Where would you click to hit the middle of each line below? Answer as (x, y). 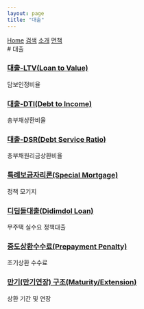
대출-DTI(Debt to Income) (50, 103)
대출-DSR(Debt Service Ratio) (57, 140)
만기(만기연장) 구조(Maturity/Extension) (72, 282)
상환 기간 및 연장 (29, 298)
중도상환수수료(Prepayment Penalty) (67, 246)
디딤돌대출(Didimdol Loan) (50, 211)
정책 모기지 (22, 191)
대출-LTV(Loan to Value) (48, 68)
